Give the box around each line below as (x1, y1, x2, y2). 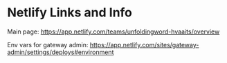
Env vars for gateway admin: (7, 40, 89, 49)
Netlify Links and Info (7, 5, 133, 21)
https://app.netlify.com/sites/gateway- (89, 40, 199, 49)
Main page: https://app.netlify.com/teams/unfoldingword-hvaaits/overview (7, 27, 220, 36)
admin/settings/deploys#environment (7, 48, 114, 56)
